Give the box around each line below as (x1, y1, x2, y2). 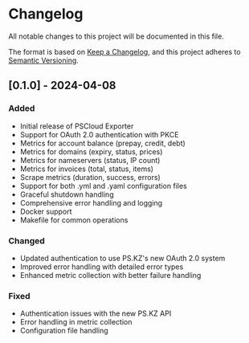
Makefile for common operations (19, 214, 129, 225)
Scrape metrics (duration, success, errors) (19, 172, 161, 182)
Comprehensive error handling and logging (19, 198, 163, 207)
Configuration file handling (19, 326, 108, 336)
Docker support (19, 206, 72, 216)
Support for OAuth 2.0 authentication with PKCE (19, 129, 179, 139)
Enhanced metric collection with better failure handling (19, 270, 202, 280)
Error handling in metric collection (19, 317, 133, 327)
